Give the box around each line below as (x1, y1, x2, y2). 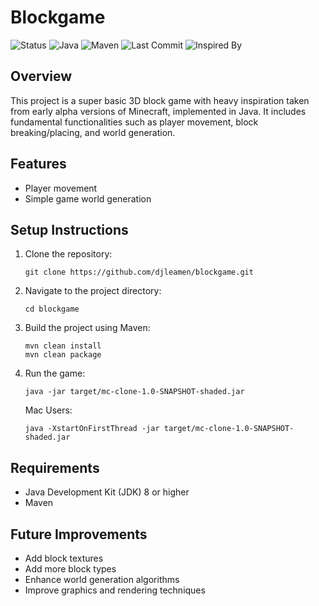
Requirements (10, 459, 100, 476)
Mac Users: (24, 404, 73, 416)
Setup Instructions (10, 221, 129, 238)
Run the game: (24, 367, 86, 380)
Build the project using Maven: (24, 322, 151, 334)
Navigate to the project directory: (24, 285, 162, 297)
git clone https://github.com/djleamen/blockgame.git (24, 267, 254, 278)
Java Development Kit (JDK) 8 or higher (24, 486, 190, 498)
